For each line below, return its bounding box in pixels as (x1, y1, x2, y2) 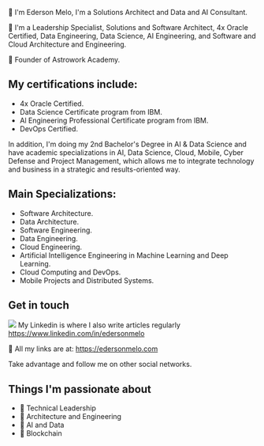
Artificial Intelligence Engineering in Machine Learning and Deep (19, 250, 229, 260)
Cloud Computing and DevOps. (19, 267, 121, 277)
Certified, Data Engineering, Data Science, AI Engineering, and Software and (8, 32, 256, 40)
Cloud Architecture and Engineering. (8, 40, 127, 49)
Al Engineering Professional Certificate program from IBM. (19, 115, 209, 125)
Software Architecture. (19, 208, 94, 217)
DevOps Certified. (19, 123, 79, 134)
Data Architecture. (19, 217, 80, 226)
